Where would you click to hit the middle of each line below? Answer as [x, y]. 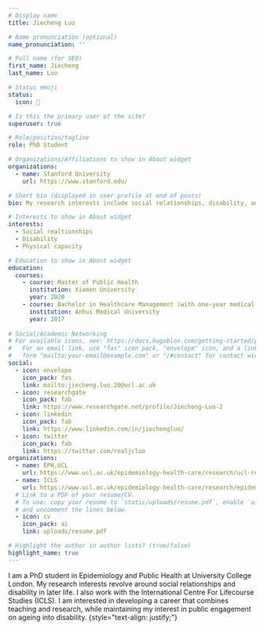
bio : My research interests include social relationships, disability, [128, 203]
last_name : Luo [33, 73]
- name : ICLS [37, 480]
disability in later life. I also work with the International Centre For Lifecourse [131, 592]
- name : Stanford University [63, 174]
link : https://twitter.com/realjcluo [84, 451]
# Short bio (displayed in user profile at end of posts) [105, 195]
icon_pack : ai [45, 524]
